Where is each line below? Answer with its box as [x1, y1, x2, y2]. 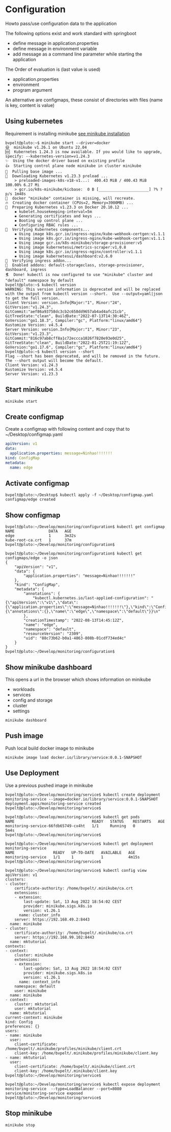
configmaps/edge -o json [5, 556, 58, 561]
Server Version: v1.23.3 [5, 371, 58, 376]
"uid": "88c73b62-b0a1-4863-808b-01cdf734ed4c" [23, 636, 126, 641]
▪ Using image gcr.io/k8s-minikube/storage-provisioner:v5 [14, 240, 142, 245]
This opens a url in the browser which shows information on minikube [5, 676, 151, 683]
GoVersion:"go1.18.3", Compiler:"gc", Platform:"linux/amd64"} [5, 318, 142, 323]
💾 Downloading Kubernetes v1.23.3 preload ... [5, 173, 108, 179]
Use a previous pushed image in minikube [5, 782, 93, 788]
